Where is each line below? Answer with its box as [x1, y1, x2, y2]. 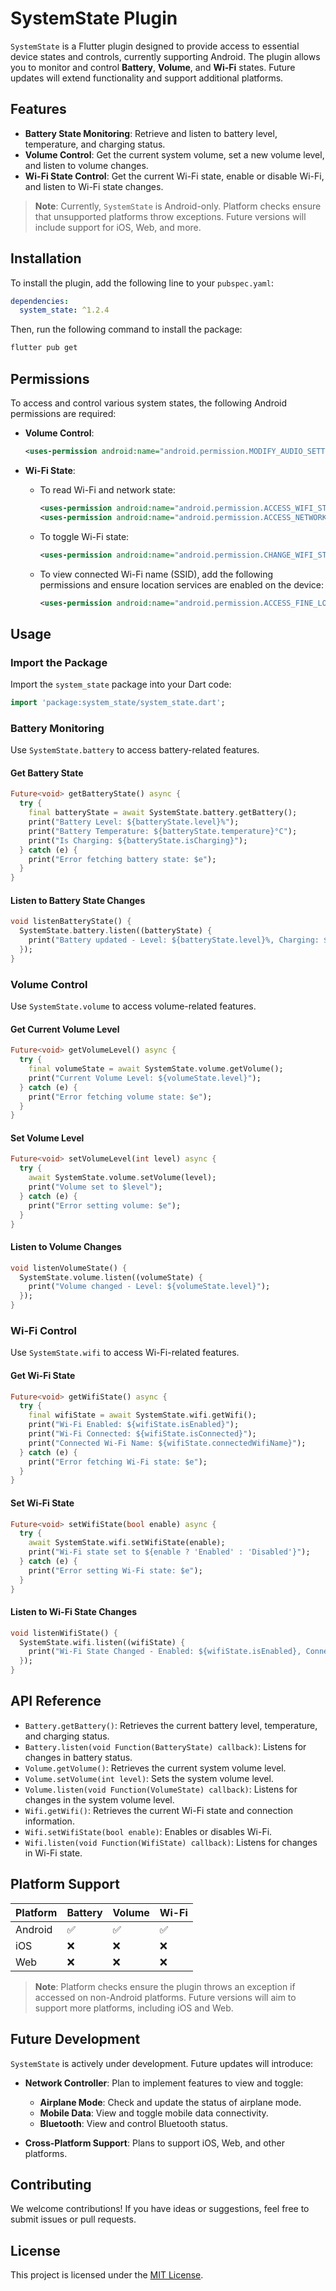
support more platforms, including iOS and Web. [34, 2002, 234, 2014]
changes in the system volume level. [24, 1793, 175, 1806]
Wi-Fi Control [10, 1323, 78, 1337]
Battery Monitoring [10, 721, 105, 735]
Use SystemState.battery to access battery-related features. [10, 744, 260, 756]
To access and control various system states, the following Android [10, 397, 288, 409]
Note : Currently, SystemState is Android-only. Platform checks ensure [34, 200, 322, 212]
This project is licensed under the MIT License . [10, 2269, 204, 2281]
